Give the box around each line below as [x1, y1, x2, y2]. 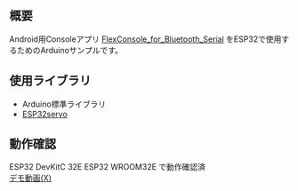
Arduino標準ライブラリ [21, 99, 107, 109]
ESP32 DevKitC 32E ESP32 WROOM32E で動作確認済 [9, 162, 206, 172]
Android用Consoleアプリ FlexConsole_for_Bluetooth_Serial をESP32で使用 [9, 34, 282, 44]
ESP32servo [21, 108, 68, 119]
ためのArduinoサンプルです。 [16, 44, 123, 55]
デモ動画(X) [9, 172, 52, 184]
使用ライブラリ [9, 74, 92, 89]
